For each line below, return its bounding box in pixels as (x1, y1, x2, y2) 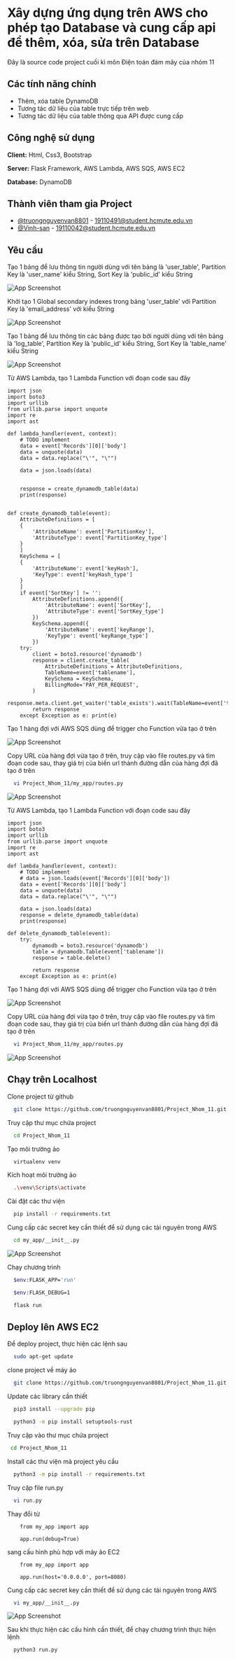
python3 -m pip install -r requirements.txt (13, 1470, 145, 1478)
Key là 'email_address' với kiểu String (7, 305, 115, 313)
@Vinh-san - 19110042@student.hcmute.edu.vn (17, 224, 156, 232)
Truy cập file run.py (7, 1483, 64, 1492)
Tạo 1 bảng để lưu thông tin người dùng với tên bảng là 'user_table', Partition (7, 263, 226, 271)
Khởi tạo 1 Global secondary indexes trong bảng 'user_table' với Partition (7, 298, 217, 306)
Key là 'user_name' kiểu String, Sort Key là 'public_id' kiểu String (7, 270, 194, 279)
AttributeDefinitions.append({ (32, 596, 124, 603)
